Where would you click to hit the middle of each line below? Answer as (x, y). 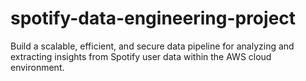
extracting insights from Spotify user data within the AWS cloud (141, 56)
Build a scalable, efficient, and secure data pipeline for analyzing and (152, 46)
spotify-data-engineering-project (153, 18)
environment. (37, 67)
